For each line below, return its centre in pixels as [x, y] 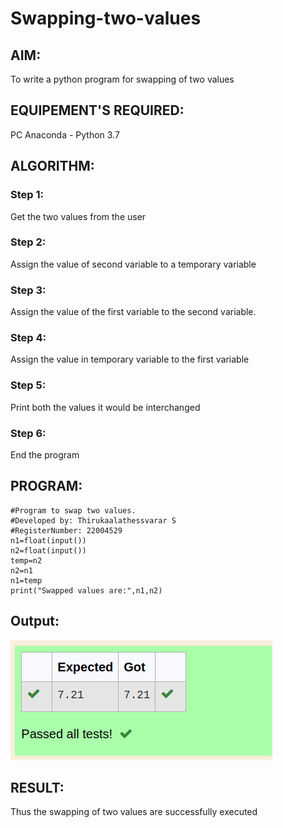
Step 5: [28, 385]
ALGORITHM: [52, 166]
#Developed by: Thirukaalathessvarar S [93, 520]
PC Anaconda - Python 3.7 [65, 134]
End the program [45, 454]
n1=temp [26, 580]
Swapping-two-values [106, 18]
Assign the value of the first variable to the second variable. [133, 312]
